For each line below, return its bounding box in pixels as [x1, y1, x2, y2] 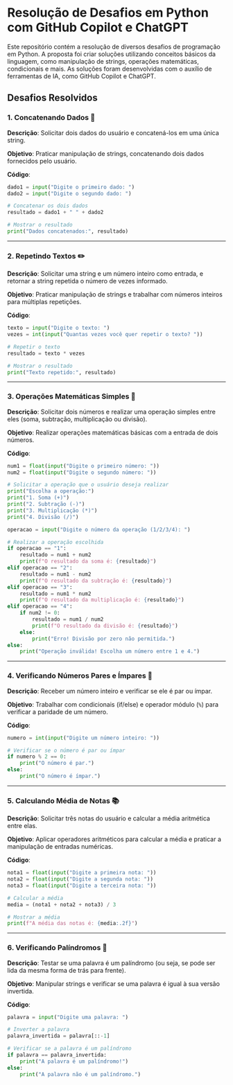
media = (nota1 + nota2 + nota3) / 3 [7, 901, 116, 908]
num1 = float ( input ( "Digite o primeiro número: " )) [7, 462, 159, 469]
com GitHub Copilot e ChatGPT [7, 19, 189, 35]
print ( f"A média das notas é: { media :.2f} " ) [7, 920, 138, 927]
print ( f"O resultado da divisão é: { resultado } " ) [32, 622, 178, 629]
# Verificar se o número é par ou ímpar [7, 747, 126, 754]
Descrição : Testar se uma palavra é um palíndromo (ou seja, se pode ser [7, 958, 216, 967]
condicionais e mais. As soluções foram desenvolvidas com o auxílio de [7, 64, 212, 73]
